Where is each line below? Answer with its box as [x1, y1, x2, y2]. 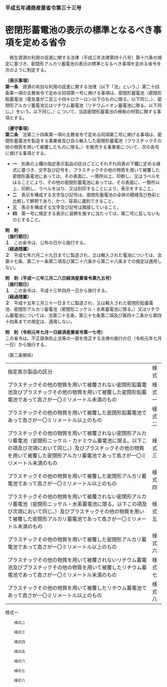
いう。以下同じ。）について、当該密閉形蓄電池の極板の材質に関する [20, 108, 158, 114]
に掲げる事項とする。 [5, 150, 49, 156]
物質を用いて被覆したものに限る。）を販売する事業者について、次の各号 [13, 144, 160, 150]
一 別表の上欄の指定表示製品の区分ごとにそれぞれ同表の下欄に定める [12, 161, 157, 167]
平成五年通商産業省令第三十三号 [5, 4, 82, 11]
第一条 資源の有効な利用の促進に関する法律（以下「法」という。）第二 [5, 84, 151, 89]
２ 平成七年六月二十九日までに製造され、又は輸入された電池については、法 [5, 252, 162, 258]
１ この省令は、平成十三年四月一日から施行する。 [5, 287, 110, 293]
